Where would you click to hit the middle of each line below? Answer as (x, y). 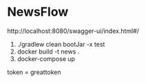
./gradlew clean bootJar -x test (61, 44)
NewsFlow (38, 12)
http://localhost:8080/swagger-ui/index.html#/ (73, 31)
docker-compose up (46, 58)
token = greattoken (34, 72)
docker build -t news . (48, 51)
